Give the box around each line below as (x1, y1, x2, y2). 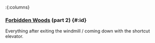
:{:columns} (5, 4, 30, 10)
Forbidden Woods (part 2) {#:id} (5, 16, 87, 23)
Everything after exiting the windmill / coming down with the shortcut (5, 28, 150, 34)
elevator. (5, 33, 24, 39)
